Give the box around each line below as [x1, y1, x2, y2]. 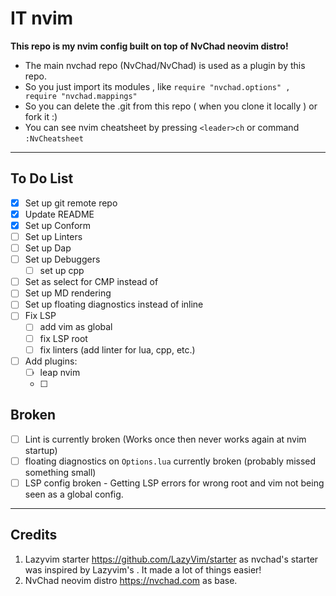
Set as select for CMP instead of [24, 276, 159, 288]
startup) [24, 444, 58, 456]
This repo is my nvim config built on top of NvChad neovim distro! [10, 40, 289, 52]
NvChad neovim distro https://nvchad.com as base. [24, 574, 238, 586]
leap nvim [39, 366, 81, 378]
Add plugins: [24, 355, 78, 367]
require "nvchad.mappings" [24, 91, 138, 101]
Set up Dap [24, 242, 72, 254]
